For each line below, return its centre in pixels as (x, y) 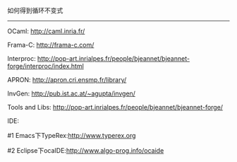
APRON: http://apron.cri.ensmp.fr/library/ (67, 80)
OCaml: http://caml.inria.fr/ (46, 31)
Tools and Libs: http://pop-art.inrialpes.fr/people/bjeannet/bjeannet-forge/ (115, 107)
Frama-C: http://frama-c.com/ (51, 45)
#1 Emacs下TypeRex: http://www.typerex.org (72, 135)
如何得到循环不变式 (35, 10)
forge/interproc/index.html (46, 66)
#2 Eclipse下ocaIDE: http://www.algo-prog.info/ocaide (86, 150)
